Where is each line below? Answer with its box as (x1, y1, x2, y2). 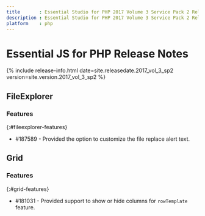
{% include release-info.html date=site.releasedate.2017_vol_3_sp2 (6, 67, 174, 74)
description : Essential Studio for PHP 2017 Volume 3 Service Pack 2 (6, 15, 190, 21)
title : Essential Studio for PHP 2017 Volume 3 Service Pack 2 (6, 9, 190, 15)
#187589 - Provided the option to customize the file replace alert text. (15, 135, 190, 143)
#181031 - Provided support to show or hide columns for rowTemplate (15, 197, 188, 204)
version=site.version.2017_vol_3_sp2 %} (6, 73, 106, 81)
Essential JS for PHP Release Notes (6, 47, 189, 61)
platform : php (6, 20, 53, 26)
